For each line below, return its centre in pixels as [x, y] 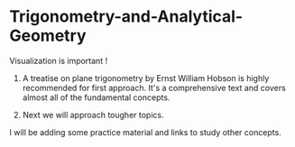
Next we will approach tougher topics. [93, 115]
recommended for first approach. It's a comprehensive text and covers [154, 87]
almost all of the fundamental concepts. [96, 97]
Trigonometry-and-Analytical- [126, 17]
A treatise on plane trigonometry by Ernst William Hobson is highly [146, 78]
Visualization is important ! [59, 60]
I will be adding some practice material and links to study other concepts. [145, 132]
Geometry [48, 36]
